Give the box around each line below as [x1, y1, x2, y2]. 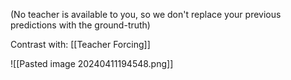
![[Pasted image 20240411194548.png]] [10, 58, 174, 69]
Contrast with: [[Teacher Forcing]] [10, 39, 151, 50]
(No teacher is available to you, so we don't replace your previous [10, 9, 282, 20]
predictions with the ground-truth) [10, 19, 151, 31]
